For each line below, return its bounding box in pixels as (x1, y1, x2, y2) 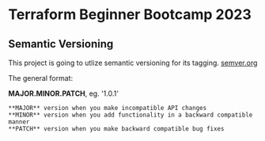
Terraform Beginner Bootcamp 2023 (8, 6, 252, 24)
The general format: (8, 74, 74, 82)
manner (8, 118, 30, 126)
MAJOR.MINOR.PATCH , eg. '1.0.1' (8, 89, 119, 98)
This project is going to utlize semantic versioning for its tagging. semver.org (8, 58, 258, 67)
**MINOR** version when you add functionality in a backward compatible (8, 111, 253, 119)
